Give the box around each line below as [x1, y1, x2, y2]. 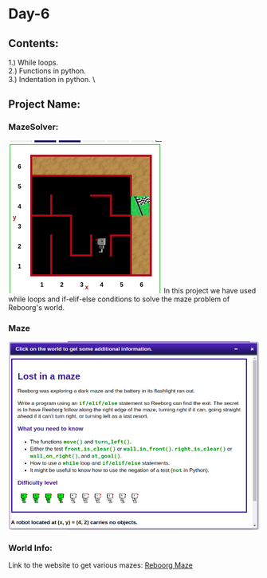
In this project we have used [163, 285, 257, 295]
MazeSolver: [8, 121, 59, 132]
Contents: [8, 37, 59, 50]
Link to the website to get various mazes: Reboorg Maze [8, 560, 193, 570]
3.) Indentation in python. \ [8, 75, 96, 84]
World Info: [8, 542, 53, 553]
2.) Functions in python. [8, 66, 86, 76]
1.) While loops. [8, 57, 58, 67]
